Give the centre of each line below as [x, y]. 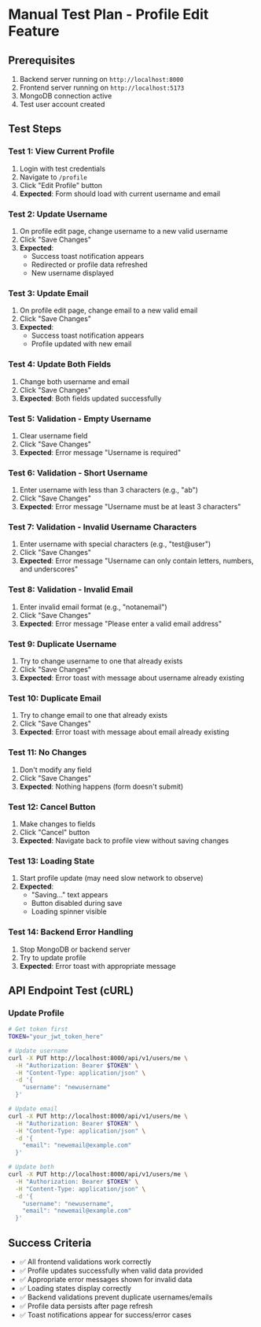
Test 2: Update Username [58, 214]
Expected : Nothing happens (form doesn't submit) [101, 786]
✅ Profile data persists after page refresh [86, 1306]
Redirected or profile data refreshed [89, 264]
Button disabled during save [77, 904]
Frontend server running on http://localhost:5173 [102, 87]
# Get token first [38, 1029]
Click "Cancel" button [55, 832]
